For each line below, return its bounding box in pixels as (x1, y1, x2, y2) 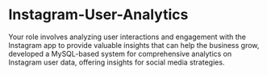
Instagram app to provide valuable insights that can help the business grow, (8, 40, 260, 49)
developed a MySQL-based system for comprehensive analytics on (8, 49, 232, 58)
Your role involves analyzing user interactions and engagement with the (8, 32, 247, 41)
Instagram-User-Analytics (8, 6, 189, 24)
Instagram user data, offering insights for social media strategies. (8, 57, 225, 67)
